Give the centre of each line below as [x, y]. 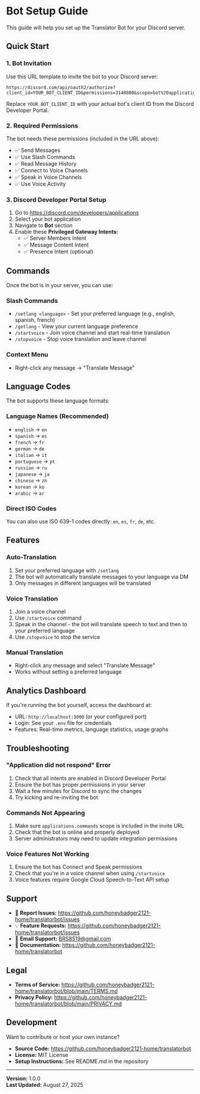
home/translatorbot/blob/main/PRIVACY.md [68, 1004]
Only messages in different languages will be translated [83, 583]
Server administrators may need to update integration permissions [96, 839]
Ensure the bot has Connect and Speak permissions [79, 867]
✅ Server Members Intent [55, 238]
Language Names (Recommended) [57, 416]
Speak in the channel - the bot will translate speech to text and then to [101, 624]
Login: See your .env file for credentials [63, 723]
